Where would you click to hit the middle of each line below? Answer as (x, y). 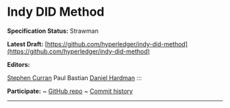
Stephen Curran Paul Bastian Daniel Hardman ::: (75, 78)
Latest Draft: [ (27, 44)
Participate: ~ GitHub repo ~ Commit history (70, 91)
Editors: (18, 64)
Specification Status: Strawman (53, 31)
